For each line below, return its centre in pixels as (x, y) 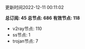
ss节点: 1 (21, 35)
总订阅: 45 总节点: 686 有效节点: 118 (42, 18)
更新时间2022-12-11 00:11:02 (34, 7)
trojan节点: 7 (25, 41)
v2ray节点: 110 (27, 28)
